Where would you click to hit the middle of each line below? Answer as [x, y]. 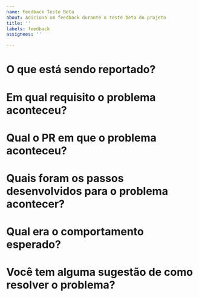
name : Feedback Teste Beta [40, 12]
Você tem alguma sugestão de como [100, 272]
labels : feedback [28, 29]
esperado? [34, 245]
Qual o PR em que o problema [81, 138]
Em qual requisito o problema [81, 97]
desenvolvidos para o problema [87, 191]
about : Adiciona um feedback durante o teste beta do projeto [86, 18]
